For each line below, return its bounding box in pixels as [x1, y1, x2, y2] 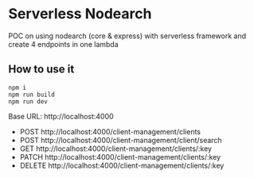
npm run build [8, 91, 56, 99]
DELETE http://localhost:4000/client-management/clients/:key [19, 161, 225, 170]
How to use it [8, 63, 75, 76]
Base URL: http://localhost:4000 [8, 111, 114, 121]
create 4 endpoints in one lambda [8, 39, 119, 48]
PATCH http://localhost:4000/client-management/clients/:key [19, 152, 221, 161]
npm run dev [8, 97, 48, 106]
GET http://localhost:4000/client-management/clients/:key [19, 144, 213, 153]
